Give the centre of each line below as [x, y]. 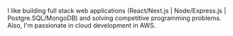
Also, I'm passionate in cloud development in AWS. [82, 25]
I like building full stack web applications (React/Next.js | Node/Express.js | [117, 11]
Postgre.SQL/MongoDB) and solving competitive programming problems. [114, 18]
